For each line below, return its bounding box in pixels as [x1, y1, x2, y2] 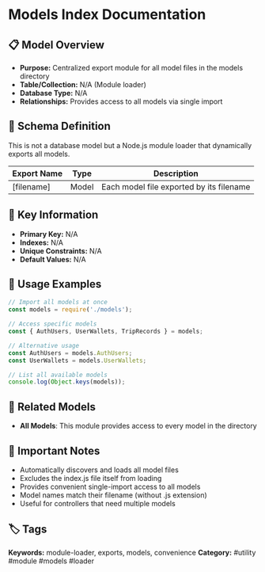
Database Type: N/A [19, 89, 88, 97]
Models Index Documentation [8, 6, 206, 24]
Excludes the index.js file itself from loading [19, 473, 162, 482]
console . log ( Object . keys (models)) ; [8, 378, 126, 386]
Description [153, 168, 199, 179]
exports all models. [8, 149, 70, 158]
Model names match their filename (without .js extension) [19, 490, 207, 500]
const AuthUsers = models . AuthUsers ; [8, 349, 133, 357]
